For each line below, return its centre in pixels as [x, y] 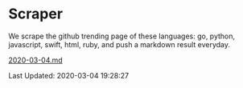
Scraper [35, 14]
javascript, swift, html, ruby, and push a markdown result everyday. [119, 44]
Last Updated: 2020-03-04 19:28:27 [69, 75]
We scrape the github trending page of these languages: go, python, [122, 36]
